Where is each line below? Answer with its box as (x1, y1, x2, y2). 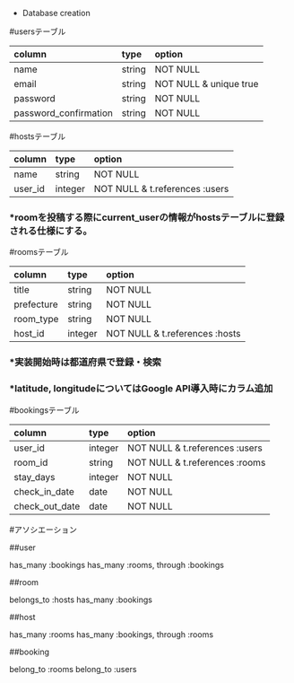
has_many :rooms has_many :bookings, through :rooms (9, 628, 213, 640)
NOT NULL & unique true (154, 78, 259, 90)
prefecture (13, 298, 58, 311)
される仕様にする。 (9, 224, 92, 237)
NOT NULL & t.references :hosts (106, 328, 241, 340)
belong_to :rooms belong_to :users (9, 663, 137, 674)
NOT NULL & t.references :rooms (126, 456, 266, 468)
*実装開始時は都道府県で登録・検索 (9, 356, 161, 369)
